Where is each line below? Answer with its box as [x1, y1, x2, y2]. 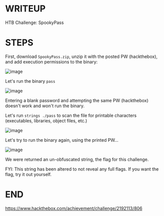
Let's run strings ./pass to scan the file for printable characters [5, 112, 137, 118]
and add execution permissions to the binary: [5, 58, 98, 65]
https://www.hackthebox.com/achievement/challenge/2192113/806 [5, 205, 143, 211]
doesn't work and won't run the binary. [5, 103, 85, 109]
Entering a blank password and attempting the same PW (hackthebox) [5, 97, 149, 103]
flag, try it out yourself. [5, 171, 52, 177]
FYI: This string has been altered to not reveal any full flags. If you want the [5, 166, 159, 172]
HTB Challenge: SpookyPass [5, 19, 64, 25]
